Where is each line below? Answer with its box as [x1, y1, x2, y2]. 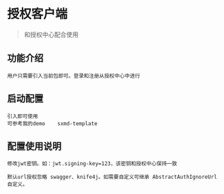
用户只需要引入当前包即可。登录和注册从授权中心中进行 [7, 72, 141, 79]
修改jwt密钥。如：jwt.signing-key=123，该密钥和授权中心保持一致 [7, 160, 177, 167]
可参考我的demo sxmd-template [7, 120, 98, 127]
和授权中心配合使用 [23, 30, 79, 39]
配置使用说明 [7, 140, 62, 152]
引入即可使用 [7, 113, 38, 120]
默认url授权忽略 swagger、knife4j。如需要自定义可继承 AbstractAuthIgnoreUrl [7, 173, 218, 181]
